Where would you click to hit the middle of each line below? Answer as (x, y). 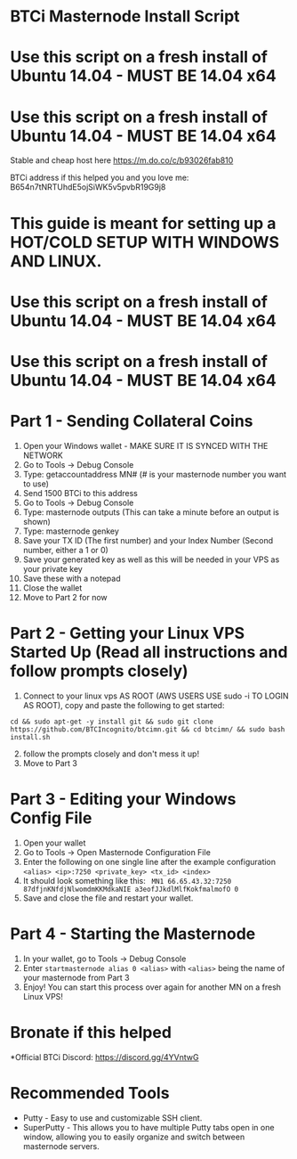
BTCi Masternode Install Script (125, 16)
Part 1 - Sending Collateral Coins (132, 421)
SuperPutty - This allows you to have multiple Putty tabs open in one (148, 1127)
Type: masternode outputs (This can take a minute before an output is (151, 512)
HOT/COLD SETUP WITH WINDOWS (144, 242)
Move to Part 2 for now (65, 597)
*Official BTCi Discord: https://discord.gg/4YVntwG (104, 1057)
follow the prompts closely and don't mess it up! (111, 754)
